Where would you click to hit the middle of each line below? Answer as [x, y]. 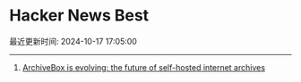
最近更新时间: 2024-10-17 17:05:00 [73, 41]
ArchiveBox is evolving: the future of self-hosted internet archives [144, 67]
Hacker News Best [79, 16]
